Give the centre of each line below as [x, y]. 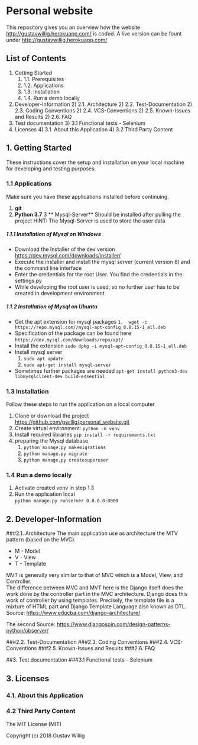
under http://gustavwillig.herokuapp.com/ [57, 40]
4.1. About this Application [45, 695]
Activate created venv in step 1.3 [54, 488]
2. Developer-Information [54, 519]
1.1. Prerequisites [44, 79]
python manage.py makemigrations [65, 448]
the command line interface [48, 268]
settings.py [28, 280]
